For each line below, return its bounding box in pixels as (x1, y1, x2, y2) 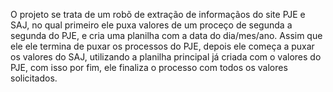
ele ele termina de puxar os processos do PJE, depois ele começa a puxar (10, 40, 315, 52)
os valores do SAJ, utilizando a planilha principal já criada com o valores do (10, 51, 322, 63)
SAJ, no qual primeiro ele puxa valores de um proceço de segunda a (10, 19, 293, 31)
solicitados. (10, 72, 58, 84)
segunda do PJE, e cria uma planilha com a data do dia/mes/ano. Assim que (10, 30, 323, 41)
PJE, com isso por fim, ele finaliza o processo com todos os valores (10, 62, 288, 73)
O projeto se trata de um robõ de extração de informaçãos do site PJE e (10, 9, 306, 20)
